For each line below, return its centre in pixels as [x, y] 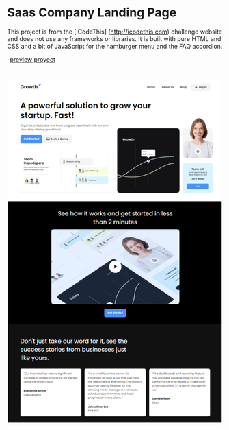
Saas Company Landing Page [92, 13]
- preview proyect [31, 59]
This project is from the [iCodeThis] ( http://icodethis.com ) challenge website [114, 32]
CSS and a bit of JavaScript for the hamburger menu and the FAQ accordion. [115, 46]
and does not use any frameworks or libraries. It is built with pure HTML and [114, 38]
